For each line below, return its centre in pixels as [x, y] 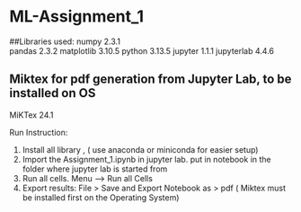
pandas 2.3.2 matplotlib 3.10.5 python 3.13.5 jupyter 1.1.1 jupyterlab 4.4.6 [142, 50]
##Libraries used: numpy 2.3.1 [65, 41]
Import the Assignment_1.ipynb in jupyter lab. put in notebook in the [146, 159]
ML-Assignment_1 [77, 17]
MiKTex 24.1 [31, 115]
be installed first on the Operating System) [101, 197]
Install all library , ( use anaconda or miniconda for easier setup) [140, 149]
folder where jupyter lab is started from [95, 169]
